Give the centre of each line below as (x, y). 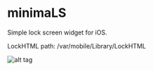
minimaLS (37, 13)
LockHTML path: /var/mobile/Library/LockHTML (76, 46)
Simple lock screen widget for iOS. (57, 32)
